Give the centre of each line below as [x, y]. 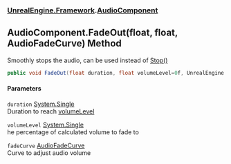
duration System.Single [41, 104]
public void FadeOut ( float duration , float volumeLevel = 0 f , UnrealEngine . [117, 73]
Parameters [24, 89]
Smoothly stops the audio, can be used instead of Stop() [87, 60]
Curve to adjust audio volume [49, 153]
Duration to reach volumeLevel [51, 111]
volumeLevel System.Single [46, 125]
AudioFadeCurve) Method [65, 44]
